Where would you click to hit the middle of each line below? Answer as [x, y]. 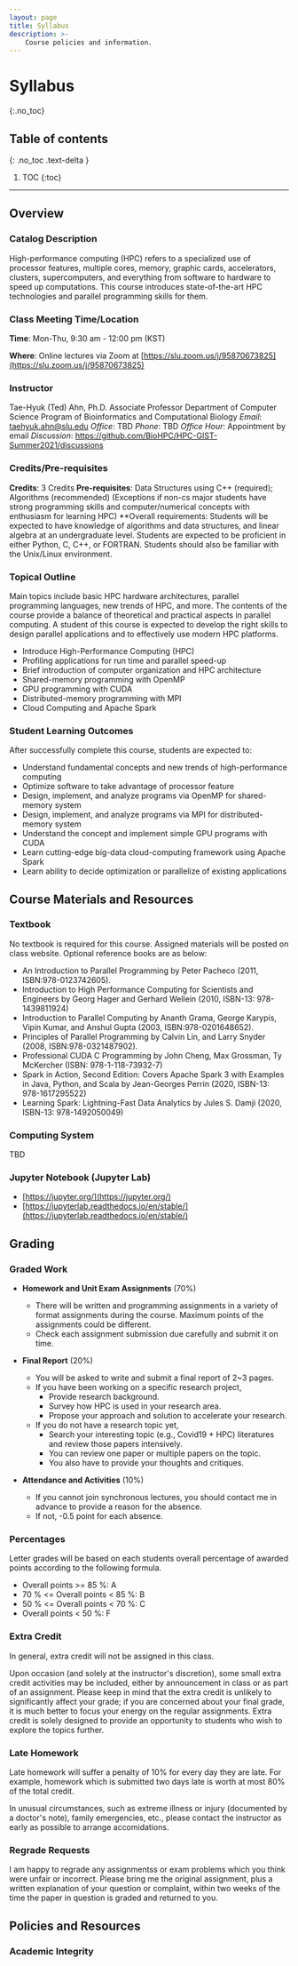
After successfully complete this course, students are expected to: [131, 750]
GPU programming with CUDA [77, 689]
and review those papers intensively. [115, 1444]
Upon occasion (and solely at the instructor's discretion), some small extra [145, 1673]
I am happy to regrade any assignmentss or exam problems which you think [148, 1870]
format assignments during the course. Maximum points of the [149, 1315]
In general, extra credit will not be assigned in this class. [112, 1656]
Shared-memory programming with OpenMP [103, 679]
